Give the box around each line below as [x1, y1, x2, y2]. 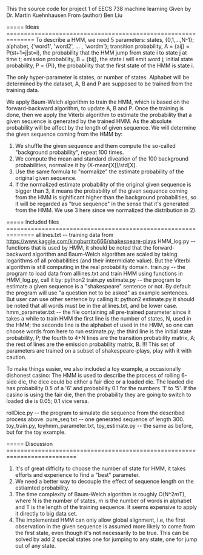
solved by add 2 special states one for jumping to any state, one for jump [15, 536, 198, 543]
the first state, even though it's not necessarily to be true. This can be [15, 530, 189, 536]
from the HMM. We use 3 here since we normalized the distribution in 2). [15, 207, 197, 214]
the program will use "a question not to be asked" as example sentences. [6, 289, 189, 296]
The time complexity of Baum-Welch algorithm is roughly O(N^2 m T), [15, 491, 186, 497]
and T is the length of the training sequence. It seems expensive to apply [15, 503, 198, 511]
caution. [6, 354, 27, 361]
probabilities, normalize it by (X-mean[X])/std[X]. [15, 162, 138, 168]
